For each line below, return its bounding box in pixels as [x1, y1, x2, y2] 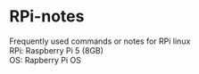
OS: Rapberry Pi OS [9, 54, 82, 65]
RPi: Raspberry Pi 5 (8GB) [9, 45, 104, 55]
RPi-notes [9, 6, 85, 27]
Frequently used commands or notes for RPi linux [9, 36, 191, 46]
